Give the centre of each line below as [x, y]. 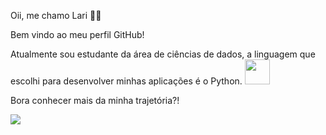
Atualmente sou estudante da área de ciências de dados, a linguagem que [163, 54]
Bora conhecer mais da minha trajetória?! [95, 100]
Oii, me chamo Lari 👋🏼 [56, 15]
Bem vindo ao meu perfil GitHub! [77, 34]
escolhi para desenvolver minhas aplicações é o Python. [126, 81]
